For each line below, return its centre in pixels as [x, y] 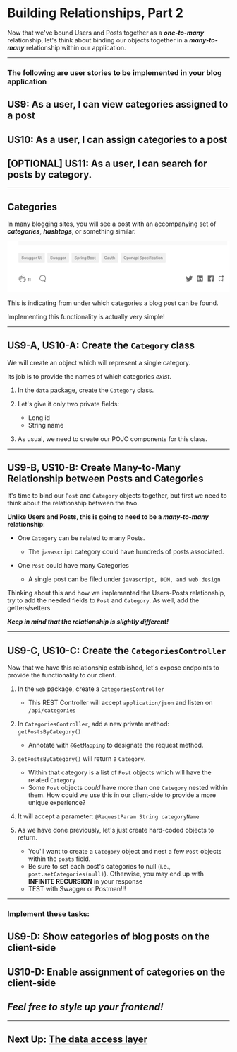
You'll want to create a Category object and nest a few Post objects [125, 852]
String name [46, 425]
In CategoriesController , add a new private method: [93, 724]
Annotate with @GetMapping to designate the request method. [116, 745]
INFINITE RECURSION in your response [85, 881]
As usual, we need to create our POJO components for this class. [113, 439]
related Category [52, 780]
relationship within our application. [76, 47]
